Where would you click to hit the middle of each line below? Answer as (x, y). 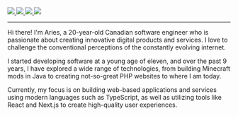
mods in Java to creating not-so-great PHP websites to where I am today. (114, 76)
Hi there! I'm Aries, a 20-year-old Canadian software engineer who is (108, 32)
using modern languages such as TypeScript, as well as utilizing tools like (114, 97)
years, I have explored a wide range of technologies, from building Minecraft (119, 69)
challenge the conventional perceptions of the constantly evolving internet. (117, 47)
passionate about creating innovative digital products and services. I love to (118, 40)
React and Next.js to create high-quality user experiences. (92, 105)
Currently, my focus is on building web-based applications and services (112, 90)
